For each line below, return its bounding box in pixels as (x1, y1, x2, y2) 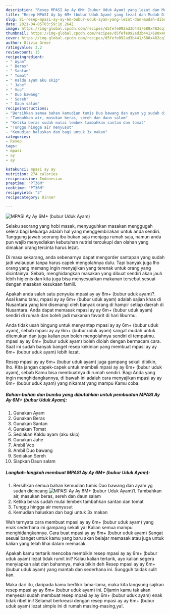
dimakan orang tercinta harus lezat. (6, 244, 80, 250)
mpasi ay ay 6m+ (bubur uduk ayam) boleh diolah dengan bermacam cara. (6, 338, 161, 344)
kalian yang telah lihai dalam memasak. (6, 540, 87, 546)
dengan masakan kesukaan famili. (6, 281, 76, 287)
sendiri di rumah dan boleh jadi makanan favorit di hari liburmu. (6, 312, 137, 318)
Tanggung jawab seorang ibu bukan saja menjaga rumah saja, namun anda (6, 233, 161, 240)
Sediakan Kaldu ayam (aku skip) (13, 431, 80, 437)
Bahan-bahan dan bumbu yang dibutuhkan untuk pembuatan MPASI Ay (6, 392, 160, 398)
